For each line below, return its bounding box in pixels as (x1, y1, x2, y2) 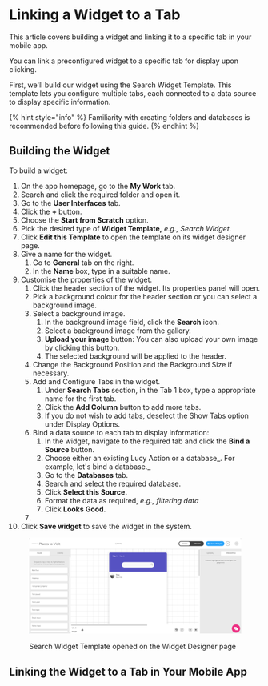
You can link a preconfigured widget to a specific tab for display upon (9, 56, 239, 66)
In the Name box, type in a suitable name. (32, 266, 170, 275)
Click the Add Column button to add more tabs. (44, 402, 202, 411)
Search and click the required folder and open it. (20, 190, 181, 199)
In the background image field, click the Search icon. (44, 317, 219, 327)
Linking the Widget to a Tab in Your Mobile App (9, 664, 247, 678)
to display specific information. (9, 97, 111, 106)
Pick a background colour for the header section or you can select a (32, 291, 258, 301)
